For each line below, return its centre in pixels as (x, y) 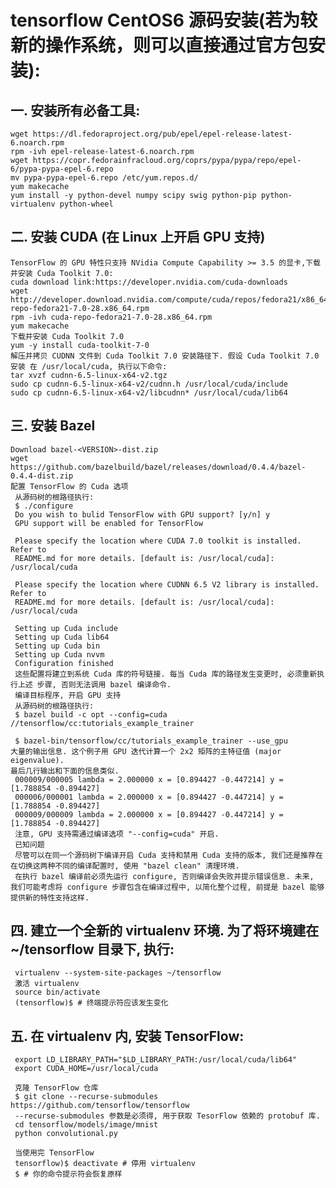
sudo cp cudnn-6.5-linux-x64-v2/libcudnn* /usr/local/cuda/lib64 (149, 392)
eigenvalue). (37, 760)
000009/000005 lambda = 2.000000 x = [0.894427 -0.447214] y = (149, 779)
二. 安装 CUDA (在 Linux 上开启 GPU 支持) (138, 237)
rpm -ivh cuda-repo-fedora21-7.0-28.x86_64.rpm (111, 317)
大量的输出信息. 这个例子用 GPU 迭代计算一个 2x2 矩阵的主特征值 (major (146, 751)
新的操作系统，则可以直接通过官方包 (159, 45)
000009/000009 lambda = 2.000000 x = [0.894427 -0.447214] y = (149, 814)
